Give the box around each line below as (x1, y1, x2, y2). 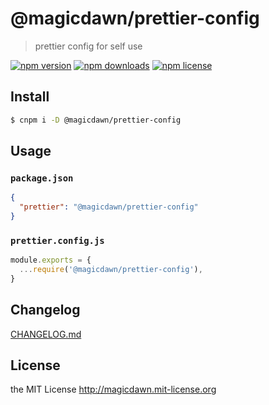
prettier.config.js (10, 235, 105, 246)
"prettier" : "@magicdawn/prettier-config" (19, 202, 199, 212)
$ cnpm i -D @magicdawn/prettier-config (10, 115, 182, 125)
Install (10, 88, 50, 106)
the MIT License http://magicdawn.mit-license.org (10, 383, 217, 396)
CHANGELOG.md (10, 328, 82, 340)
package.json (10, 172, 74, 184)
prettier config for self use (34, 40, 143, 52)
